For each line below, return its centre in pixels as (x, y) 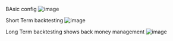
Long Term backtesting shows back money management (75, 32)
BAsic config (21, 9)
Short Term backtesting (34, 20)
